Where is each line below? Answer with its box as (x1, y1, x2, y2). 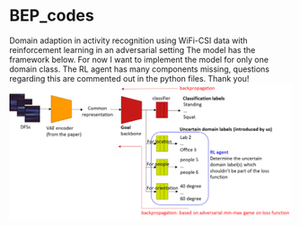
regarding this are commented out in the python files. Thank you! (9, 73, 250, 83)
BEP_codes (9, 5, 94, 26)
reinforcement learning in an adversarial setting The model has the (9, 44, 256, 55)
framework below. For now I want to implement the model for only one (9, 54, 269, 65)
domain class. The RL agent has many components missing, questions (9, 64, 270, 74)
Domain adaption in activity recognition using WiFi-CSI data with (9, 35, 249, 46)
